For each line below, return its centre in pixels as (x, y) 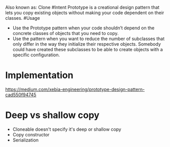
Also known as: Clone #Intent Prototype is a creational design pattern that (82, 7)
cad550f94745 (21, 95)
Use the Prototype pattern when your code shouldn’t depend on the (83, 28)
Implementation (39, 75)
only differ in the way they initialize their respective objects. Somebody (87, 44)
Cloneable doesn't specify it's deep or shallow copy (67, 129)
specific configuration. (36, 55)
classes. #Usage (23, 18)
